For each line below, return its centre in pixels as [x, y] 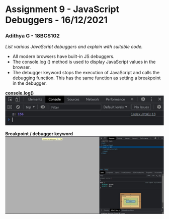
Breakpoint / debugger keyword [39, 134]
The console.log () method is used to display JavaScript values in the [84, 62]
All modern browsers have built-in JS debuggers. [63, 57]
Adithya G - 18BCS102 [32, 36]
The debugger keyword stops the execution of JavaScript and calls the [86, 73]
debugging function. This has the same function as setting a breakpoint [87, 78]
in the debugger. [29, 83]
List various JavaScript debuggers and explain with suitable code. [74, 47]
